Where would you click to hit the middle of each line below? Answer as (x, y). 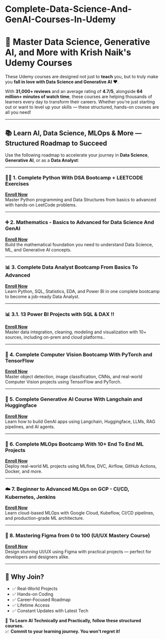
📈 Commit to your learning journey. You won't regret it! (63, 632)
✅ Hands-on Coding (33, 594)
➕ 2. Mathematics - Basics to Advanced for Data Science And (80, 223)
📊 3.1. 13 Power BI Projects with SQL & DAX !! (60, 314)
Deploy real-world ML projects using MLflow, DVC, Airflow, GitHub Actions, (81, 466)
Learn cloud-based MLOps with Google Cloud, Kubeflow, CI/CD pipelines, (80, 513)
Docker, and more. (24, 472)
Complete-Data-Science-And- (69, 9)
